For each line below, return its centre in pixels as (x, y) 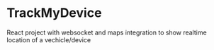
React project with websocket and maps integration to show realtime (107, 32)
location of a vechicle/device (49, 39)
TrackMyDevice (54, 13)
